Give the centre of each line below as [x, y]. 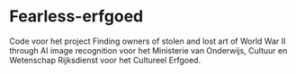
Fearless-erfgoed [76, 16]
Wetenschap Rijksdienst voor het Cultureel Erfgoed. [105, 60]
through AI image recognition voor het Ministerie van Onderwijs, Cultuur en [148, 50]
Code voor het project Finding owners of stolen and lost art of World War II [148, 41]
